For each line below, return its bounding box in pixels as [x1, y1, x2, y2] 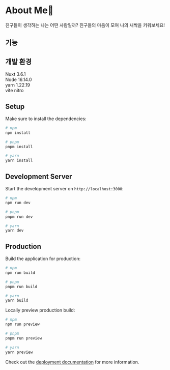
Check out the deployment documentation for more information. [5, 359, 139, 365]
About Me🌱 [5, 5, 54, 16]
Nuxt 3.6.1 [5, 71, 26, 77]
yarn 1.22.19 [5, 82, 31, 88]
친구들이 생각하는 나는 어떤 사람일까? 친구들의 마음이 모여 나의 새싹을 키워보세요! [5, 22, 165, 28]
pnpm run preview [5, 335, 42, 340]
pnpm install [5, 144, 33, 149]
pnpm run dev [5, 214, 33, 219]
